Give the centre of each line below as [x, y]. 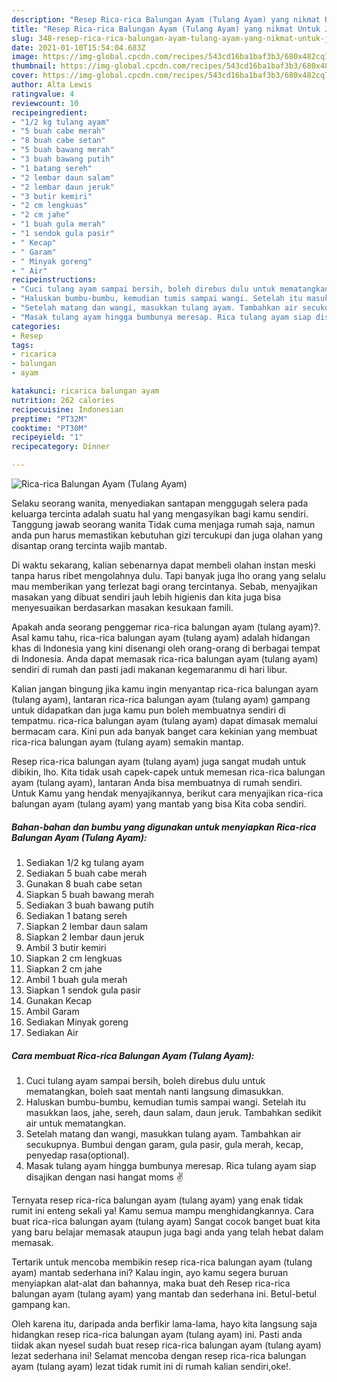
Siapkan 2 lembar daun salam [87, 926]
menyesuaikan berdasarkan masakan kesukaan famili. [122, 607]
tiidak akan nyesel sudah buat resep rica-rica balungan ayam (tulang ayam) [166, 1345]
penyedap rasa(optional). [77, 1155]
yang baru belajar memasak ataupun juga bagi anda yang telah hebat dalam [167, 1232]
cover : [25, 76]
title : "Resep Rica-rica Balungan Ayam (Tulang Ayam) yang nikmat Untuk [166, 29]
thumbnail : [34, 66]
